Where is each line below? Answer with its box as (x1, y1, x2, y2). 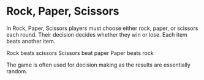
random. (6, 67, 28, 75)
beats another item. (6, 37, 56, 45)
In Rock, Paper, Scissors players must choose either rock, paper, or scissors (6, 24, 198, 32)
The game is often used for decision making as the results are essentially (6, 61, 191, 68)
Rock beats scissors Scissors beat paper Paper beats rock (6, 49, 154, 56)
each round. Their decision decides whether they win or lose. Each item (6, 31, 188, 38)
